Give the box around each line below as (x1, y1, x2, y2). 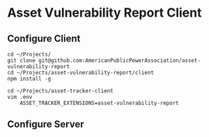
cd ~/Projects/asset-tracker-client (7, 88, 114, 95)
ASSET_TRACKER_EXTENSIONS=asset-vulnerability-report (20, 99, 179, 106)
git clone (7, 57, 36, 64)
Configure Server (7, 118, 84, 130)
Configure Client (7, 33, 81, 45)
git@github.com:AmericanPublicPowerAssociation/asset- (38, 57, 201, 64)
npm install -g (7, 75, 52, 82)
